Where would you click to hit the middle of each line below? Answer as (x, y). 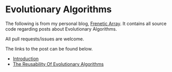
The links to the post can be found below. (49, 49)
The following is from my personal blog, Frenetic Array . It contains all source (86, 23)
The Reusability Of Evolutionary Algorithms (58, 64)
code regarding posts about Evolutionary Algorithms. (61, 29)
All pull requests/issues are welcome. (45, 39)
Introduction (26, 58)
